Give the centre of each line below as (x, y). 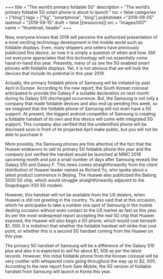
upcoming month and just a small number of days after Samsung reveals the (81, 159)
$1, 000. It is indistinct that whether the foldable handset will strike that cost (81, 226)
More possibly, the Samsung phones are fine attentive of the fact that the (78, 144)
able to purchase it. (24, 134)
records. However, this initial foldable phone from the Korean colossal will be (82, 256)
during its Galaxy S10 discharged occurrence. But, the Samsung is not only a (82, 98)
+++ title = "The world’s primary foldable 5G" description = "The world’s (77, 7)
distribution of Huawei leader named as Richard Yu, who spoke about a (76, 170)
